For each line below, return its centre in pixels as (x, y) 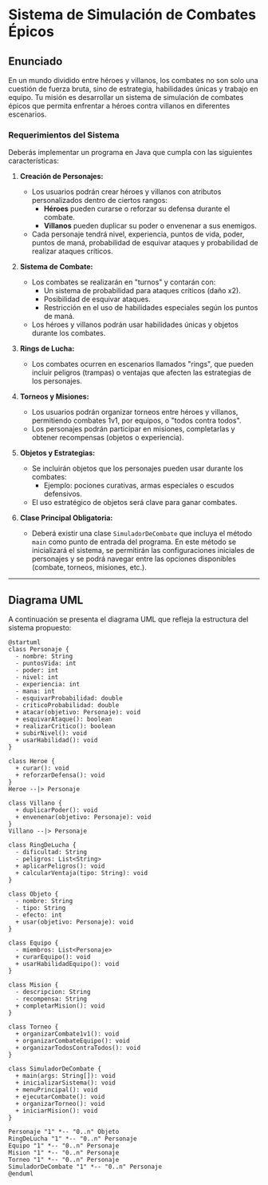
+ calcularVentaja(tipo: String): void (82, 873)
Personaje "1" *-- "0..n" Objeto (64, 1132)
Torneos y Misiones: (54, 396)
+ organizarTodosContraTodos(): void (78, 1048)
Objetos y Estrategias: (57, 453)
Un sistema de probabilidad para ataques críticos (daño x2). (142, 291)
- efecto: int (39, 915)
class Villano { (35, 803)
